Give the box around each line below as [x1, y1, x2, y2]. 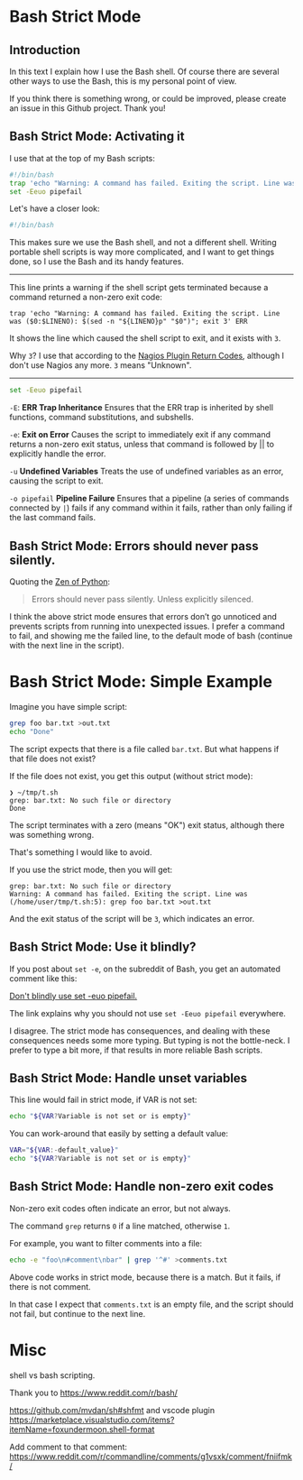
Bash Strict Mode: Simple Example [9, 672, 273, 692]
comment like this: [9, 972, 78, 984]
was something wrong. [9, 829, 95, 840]
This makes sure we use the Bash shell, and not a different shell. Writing [9, 237, 277, 248]
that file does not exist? [9, 753, 96, 764]
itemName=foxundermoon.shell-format [9, 1423, 155, 1435]
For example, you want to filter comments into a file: [9, 1237, 203, 1248]
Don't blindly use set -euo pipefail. [9, 990, 138, 1001]
